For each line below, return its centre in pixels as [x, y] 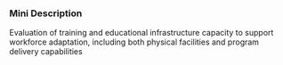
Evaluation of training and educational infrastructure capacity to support [141, 33]
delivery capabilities [46, 52]
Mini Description [46, 13]
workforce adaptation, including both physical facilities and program [134, 42]
